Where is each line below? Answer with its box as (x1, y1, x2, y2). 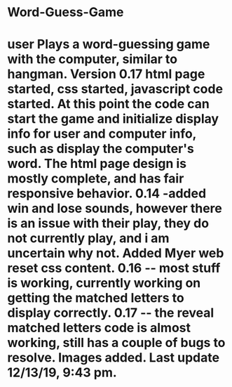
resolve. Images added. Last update (7, 350, 219, 366)
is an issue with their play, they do (7, 216, 209, 232)
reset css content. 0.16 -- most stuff (7, 261, 221, 276)
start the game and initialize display (7, 111, 219, 127)
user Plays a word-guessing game (7, 37, 210, 53)
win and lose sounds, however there (7, 201, 222, 216)
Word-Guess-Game (7, 4, 124, 20)
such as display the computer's (7, 141, 195, 157)
